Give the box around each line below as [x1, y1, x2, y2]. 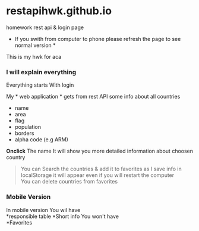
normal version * [14, 42, 56, 49]
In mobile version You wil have [6, 206, 81, 213]
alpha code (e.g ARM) [14, 136, 68, 143]
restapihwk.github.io [6, 4, 112, 18]
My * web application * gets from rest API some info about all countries [6, 93, 181, 100]
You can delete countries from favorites [20, 178, 118, 185]
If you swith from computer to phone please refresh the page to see [14, 35, 181, 42]
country [6, 154, 26, 161]
